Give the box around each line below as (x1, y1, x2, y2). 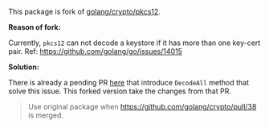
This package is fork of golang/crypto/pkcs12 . (8, 7, 161, 16)
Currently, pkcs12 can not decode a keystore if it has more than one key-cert (8, 38, 261, 47)
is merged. (27, 110, 64, 120)
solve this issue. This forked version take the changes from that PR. (8, 86, 231, 96)
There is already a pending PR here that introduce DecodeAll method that (8, 78, 250, 87)
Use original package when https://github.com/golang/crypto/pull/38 (27, 102, 257, 111)
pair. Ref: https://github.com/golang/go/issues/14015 (8, 47, 183, 56)
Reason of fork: (8, 23, 62, 31)
